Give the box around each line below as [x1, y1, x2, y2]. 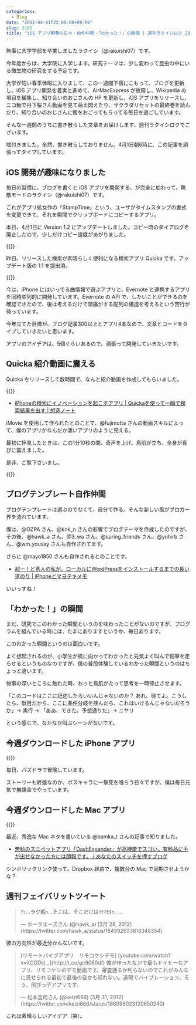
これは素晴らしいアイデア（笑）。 [6, 1012, 86, 1019]
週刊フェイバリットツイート [6, 891, 106, 901]
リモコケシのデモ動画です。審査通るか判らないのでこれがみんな [35, 966, 189, 973]
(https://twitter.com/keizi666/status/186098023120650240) [20, 1000, 165, 1007]
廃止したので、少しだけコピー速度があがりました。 [6, 231, 129, 238]
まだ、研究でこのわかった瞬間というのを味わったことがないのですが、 [6, 620, 176, 628]
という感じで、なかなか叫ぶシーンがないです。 [6, 719, 118, 726]
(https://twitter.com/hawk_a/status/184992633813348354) [20, 927, 163, 934]
